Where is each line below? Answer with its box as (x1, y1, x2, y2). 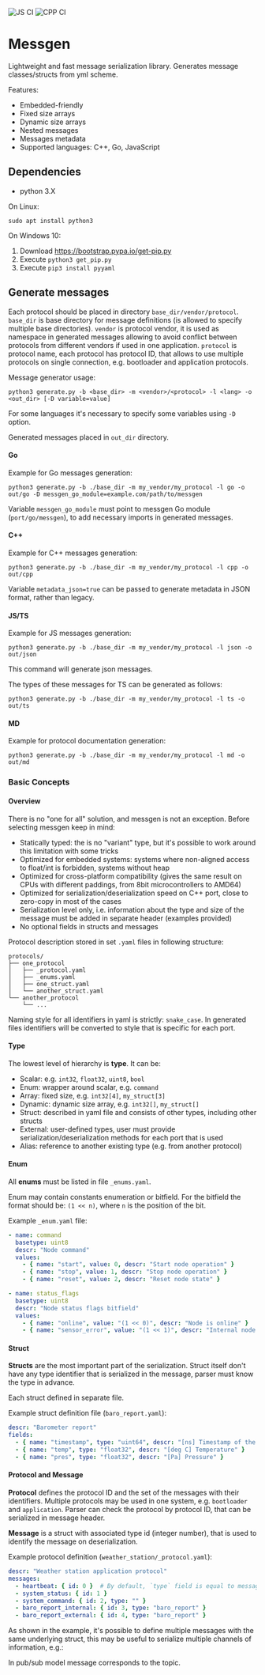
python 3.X (19, 186, 56, 195)
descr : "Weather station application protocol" (8, 1567, 168, 1575)
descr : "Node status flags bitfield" (15, 1304, 140, 1312)
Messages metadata (19, 134, 87, 143)
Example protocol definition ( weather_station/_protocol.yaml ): (8, 1552, 213, 1562)
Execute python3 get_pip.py (19, 254, 112, 264)
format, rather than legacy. (8, 592, 95, 602)
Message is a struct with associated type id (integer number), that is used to (8, 1529, 257, 1538)
